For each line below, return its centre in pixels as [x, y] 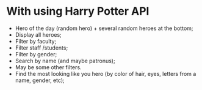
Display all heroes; [38, 34]
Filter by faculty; [36, 41]
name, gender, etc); [40, 80]
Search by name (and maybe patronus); [65, 61]
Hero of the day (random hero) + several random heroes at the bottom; [104, 28]
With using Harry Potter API [78, 11]
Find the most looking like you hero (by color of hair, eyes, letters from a [106, 73]
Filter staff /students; [41, 48]
